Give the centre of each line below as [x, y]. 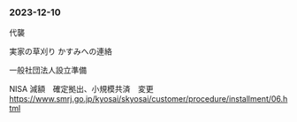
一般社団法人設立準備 [48, 70]
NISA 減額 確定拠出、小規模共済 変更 [81, 89]
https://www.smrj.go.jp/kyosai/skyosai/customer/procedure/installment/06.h [148, 99]
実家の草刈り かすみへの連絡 [61, 51]
